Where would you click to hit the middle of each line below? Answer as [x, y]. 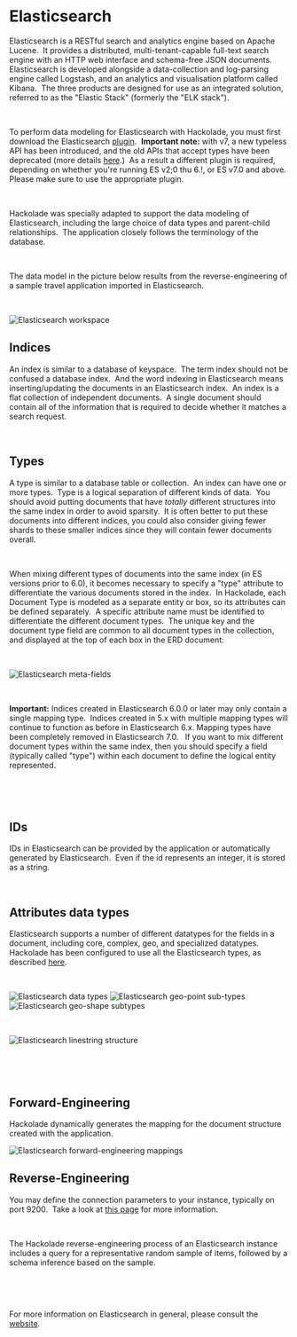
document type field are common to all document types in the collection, [142, 630]
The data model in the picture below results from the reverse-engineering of [148, 276]
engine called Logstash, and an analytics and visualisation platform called [144, 78]
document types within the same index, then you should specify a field [138, 746]
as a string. [30, 868]
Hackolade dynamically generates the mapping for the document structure [145, 1124]
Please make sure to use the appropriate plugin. [97, 178]
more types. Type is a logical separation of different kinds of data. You [140, 492]
